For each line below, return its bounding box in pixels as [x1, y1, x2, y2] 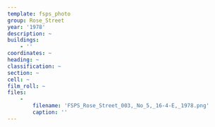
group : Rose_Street [7, 17, 65, 24]
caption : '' [32, 109, 68, 116]
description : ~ [7, 30, 52, 37]
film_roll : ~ [7, 83, 46, 90]
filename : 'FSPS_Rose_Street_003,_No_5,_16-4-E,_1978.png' [32, 102, 210, 109]
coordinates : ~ [7, 50, 52, 57]
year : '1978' [7, 23, 46, 30]
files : [7, 89, 27, 96]
